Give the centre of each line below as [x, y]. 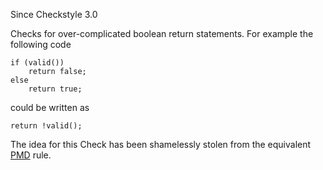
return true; [55, 89]
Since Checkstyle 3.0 [54, 14]
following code [41, 44]
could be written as [50, 107]
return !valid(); [46, 126]
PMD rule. [31, 155]
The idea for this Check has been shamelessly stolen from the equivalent [161, 144]
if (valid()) [37, 63]
